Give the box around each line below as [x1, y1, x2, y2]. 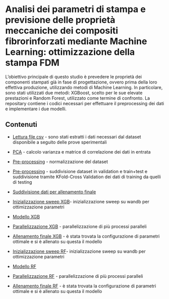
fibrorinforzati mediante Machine [5, 36, 147, 47]
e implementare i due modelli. [5, 106, 67, 112]
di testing [12, 179, 32, 185]
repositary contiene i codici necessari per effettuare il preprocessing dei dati [5, 100, 164, 106]
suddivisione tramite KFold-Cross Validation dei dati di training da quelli [12, 174, 161, 180]
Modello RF [12, 263, 36, 269]
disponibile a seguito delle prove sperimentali [12, 139, 107, 145]
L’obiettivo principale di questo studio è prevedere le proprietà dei [5, 73, 142, 80]
